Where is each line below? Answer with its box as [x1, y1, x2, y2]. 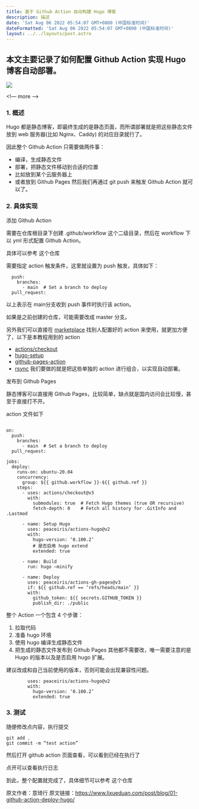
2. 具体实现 [6, 202, 38, 210]
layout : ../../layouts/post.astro [6, 31, 92, 37]
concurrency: [17, 474, 49, 480]
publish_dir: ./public [32, 600, 89, 606]
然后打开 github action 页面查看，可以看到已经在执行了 [6, 751, 140, 758]
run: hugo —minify [27, 564, 73, 569]
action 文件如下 [6, 410, 44, 417]
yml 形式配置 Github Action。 [12, 237, 84, 244]
